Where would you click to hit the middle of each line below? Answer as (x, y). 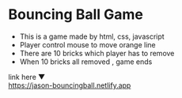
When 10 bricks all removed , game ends (86, 62)
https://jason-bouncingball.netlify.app (70, 85)
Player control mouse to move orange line (87, 44)
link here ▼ (27, 77)
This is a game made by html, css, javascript (92, 36)
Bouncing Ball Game (76, 15)
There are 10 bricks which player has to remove (97, 53)
